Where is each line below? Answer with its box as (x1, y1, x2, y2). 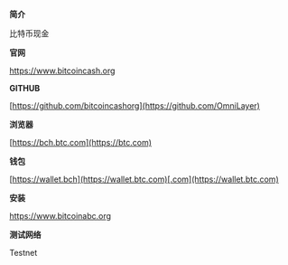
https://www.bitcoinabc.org (9, 211, 111, 221)
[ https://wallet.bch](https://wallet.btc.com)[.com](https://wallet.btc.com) (9, 174, 279, 185)
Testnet (9, 248, 38, 258)
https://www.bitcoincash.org (9, 65, 116, 76)
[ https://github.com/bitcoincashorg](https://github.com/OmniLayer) (9, 100, 260, 111)
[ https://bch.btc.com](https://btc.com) (9, 137, 152, 147)
